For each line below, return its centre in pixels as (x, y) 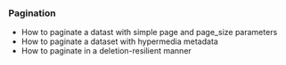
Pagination (32, 13)
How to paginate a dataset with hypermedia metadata (120, 41)
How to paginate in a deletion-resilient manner (106, 51)
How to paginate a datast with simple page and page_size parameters (149, 32)
